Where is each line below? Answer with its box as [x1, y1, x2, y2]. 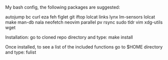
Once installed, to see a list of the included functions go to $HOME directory [5, 44, 163, 49]
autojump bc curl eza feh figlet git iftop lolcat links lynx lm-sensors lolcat [5, 14, 155, 19]
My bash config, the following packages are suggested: [5, 4, 120, 10]
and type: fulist [5, 49, 37, 55]
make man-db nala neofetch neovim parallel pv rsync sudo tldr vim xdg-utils [5, 19, 163, 25]
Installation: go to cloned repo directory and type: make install [5, 34, 133, 40]
